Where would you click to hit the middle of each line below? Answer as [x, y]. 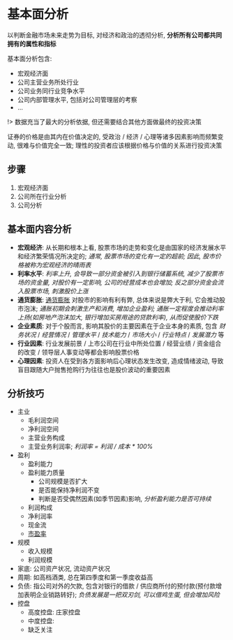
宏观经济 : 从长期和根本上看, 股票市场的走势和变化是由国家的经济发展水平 [122, 247]
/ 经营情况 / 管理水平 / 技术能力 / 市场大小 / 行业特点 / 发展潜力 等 [131, 334]
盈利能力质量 [46, 472]
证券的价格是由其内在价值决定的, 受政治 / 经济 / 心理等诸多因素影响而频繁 [112, 136]
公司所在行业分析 [42, 196]
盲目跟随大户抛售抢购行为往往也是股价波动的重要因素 [94, 369]
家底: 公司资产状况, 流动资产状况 [63, 569]
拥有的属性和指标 [32, 43]
